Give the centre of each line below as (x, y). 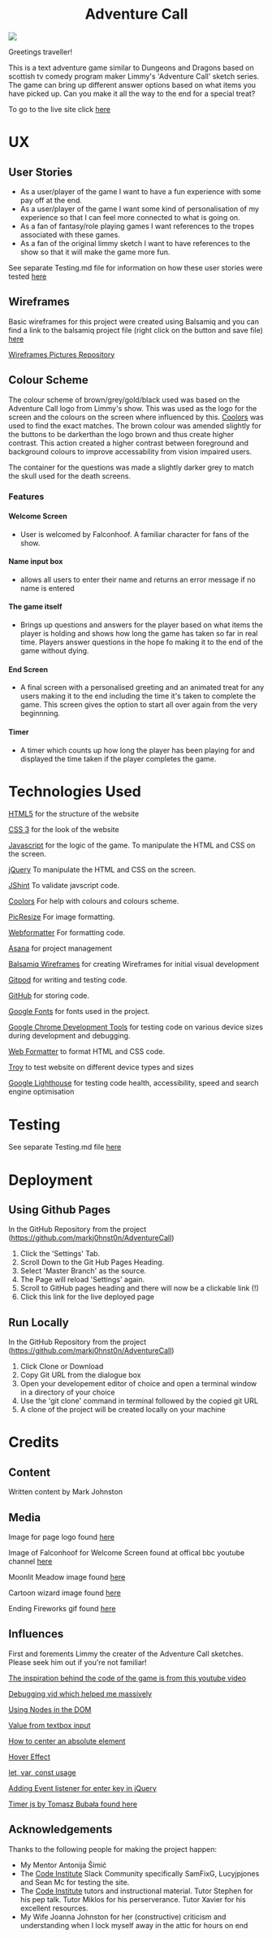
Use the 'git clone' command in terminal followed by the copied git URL (139, 1401)
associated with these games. (70, 234)
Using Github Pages (60, 1210)
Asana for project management (60, 948)
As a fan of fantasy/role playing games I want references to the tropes (137, 226)
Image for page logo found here (62, 1537)
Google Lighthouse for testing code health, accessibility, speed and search (134, 1083)
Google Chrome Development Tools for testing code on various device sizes (136, 1027)
